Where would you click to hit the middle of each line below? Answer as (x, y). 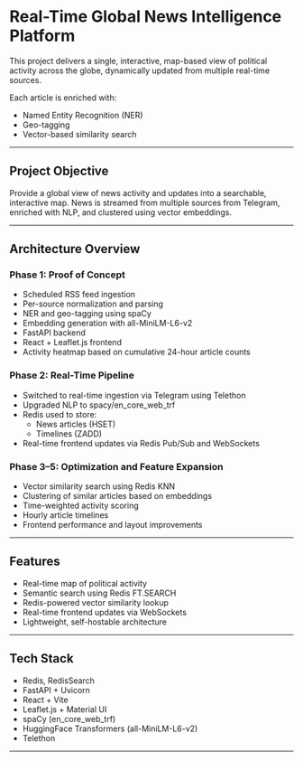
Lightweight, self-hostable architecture (94, 622)
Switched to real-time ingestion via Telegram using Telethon (134, 395)
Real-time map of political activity (84, 583)
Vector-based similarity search (79, 134)
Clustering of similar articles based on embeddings (117, 496)
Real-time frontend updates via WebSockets (105, 612)
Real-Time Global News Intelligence (146, 17)
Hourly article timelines (65, 515)
